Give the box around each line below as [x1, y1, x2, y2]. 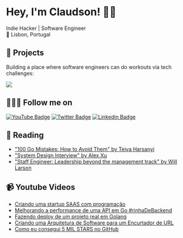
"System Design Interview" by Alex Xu [14, 152, 107, 159]
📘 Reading [6, 130, 44, 140]
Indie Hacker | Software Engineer [6, 25, 86, 32]
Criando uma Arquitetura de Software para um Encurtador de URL [14, 219, 174, 226]
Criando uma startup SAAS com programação [14, 200, 126, 208]
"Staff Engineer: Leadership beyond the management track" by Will [14, 158, 178, 165]
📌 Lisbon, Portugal [6, 30, 51, 38]
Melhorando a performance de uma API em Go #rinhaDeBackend [14, 207, 172, 214]
